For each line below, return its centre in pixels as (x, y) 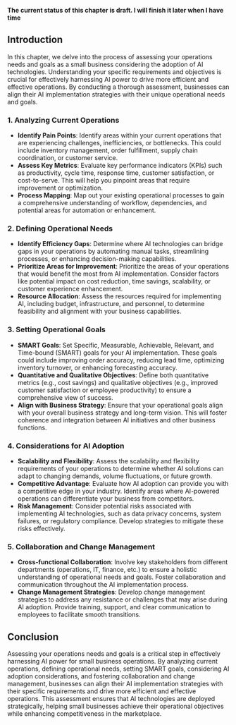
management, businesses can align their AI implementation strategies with (115, 684)
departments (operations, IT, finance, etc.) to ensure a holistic (107, 570)
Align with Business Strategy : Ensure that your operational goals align (120, 405)
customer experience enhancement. (70, 289)
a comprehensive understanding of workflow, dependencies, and (112, 203)
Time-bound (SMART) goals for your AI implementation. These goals (117, 353)
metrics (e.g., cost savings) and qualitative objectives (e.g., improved (118, 382)
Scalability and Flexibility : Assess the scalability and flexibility (108, 461)
